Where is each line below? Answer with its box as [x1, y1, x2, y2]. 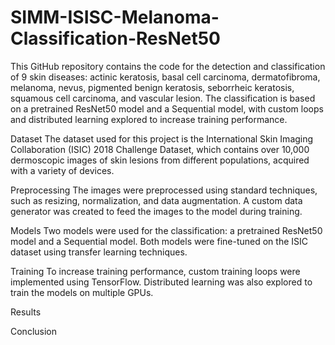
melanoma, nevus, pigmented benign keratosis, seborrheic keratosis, [10, 81, 295, 93]
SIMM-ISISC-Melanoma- [10, 6, 220, 29]
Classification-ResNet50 [10, 27, 221, 50]
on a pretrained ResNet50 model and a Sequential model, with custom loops [10, 102, 324, 115]
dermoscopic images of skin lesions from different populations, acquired [10, 154, 310, 166]
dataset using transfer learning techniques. [10, 246, 188, 258]
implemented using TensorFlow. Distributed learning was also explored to [10, 276, 313, 288]
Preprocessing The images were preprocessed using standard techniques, [10, 184, 318, 196]
